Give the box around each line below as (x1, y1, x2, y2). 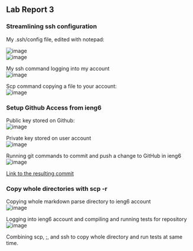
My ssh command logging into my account (6, 65, 110, 72)
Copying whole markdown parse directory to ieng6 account (6, 198, 151, 205)
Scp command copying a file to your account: (6, 82, 117, 90)
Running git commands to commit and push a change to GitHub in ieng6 (6, 152, 182, 159)
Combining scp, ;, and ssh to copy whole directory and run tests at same (6, 233, 183, 240)
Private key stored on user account (6, 134, 91, 141)
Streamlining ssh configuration (6, 22, 97, 31)
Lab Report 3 (6, 5, 54, 15)
